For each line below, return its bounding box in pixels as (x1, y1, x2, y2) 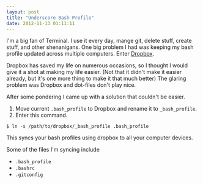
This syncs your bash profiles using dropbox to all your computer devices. (6, 134, 194, 141)
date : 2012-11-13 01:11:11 (6, 20, 75, 26)
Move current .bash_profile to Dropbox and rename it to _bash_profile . (15, 105, 197, 112)
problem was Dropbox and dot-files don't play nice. (6, 81, 136, 89)
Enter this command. (15, 111, 68, 119)
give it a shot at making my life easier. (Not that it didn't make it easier (6, 68, 182, 76)
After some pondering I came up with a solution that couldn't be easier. (6, 93, 185, 101)
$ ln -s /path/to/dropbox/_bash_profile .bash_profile (6, 123, 149, 130)
